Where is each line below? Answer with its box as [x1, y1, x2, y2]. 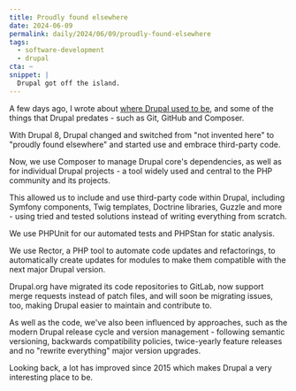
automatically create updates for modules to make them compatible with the [9, 254, 286, 265]
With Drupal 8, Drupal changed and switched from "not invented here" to [9, 129, 275, 140]
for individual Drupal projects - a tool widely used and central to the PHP [9, 165, 273, 176]
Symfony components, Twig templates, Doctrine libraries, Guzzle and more [9, 201, 283, 212]
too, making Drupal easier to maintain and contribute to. [9, 300, 212, 310]
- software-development [17, 46, 104, 55]
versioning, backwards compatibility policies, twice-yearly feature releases [9, 335, 283, 346]
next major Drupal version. [9, 264, 106, 274]
